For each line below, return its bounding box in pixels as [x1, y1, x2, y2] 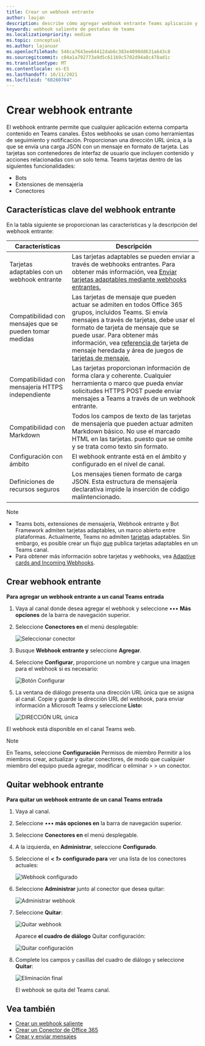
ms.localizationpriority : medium [6, 32, 92, 38]
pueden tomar [9, 327, 50, 336]
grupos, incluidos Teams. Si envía [71, 308, 168, 316]
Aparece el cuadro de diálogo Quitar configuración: [15, 932, 146, 940]
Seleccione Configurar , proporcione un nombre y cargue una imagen [15, 658, 190, 666]
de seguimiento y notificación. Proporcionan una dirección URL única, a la [6, 137, 192, 144]
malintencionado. [71, 492, 121, 501]
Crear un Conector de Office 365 [15, 1026, 99, 1034]
